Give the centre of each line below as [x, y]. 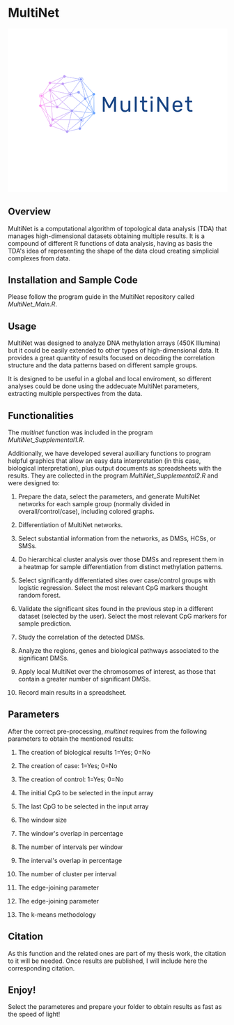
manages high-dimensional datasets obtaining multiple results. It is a [106, 236]
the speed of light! [34, 1015]
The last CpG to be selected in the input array [83, 806]
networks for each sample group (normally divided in [94, 503]
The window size [42, 820]
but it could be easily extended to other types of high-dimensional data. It [114, 351]
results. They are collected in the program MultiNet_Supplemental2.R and [113, 475]
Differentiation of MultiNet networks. [70, 524]
